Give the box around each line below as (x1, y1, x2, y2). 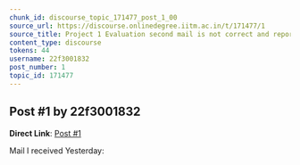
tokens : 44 (9, 46, 50, 55)
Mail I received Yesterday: (9, 144, 104, 156)
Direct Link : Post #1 (9, 128, 82, 138)
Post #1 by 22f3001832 (9, 104, 141, 120)
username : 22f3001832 (9, 54, 90, 63)
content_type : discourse (9, 37, 102, 47)
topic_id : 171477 (9, 71, 74, 80)
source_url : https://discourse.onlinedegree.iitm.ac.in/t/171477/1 (9, 21, 266, 30)
